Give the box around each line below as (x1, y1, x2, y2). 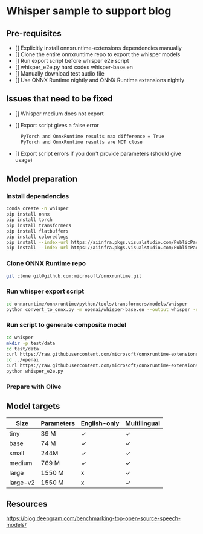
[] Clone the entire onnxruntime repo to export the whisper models (14, 51, 181, 58)
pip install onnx (6, 211, 50, 217)
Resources (6, 499, 48, 509)
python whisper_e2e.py (6, 368, 63, 375)
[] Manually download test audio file (14, 70, 105, 77)
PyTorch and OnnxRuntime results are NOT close (21, 139, 143, 145)
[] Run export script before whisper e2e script (14, 57, 129, 64)
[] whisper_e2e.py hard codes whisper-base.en (14, 63, 133, 71)
